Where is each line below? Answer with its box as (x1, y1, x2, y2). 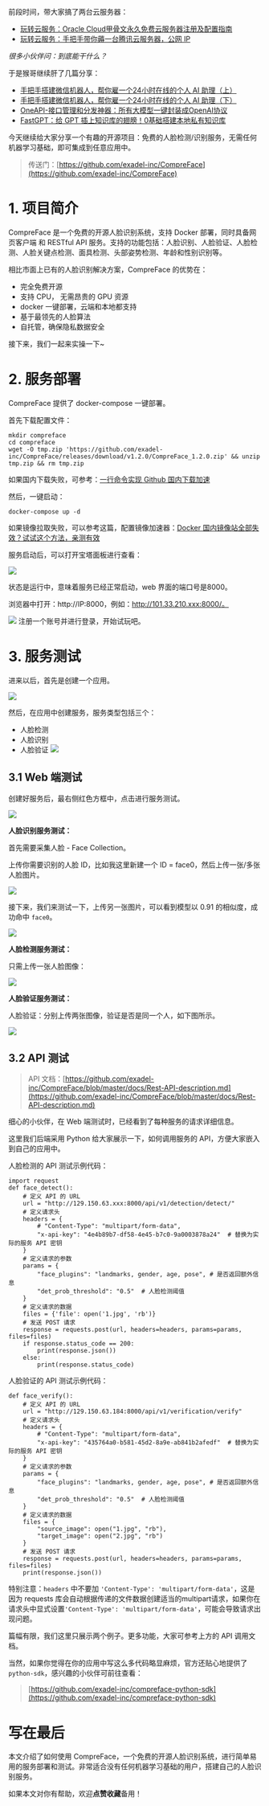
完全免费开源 (19, 281, 63, 291)
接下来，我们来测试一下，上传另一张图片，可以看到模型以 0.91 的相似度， (8, 902, 251, 911)
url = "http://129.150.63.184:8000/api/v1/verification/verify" (22, 1407, 243, 1416)
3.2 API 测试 (8, 1051, 70, 1065)
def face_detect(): (8, 1184, 74, 1192)
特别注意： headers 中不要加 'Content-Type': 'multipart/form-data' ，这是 (8, 1584, 255, 1594)
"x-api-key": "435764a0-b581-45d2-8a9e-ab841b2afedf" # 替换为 (37, 1439, 253, 1447)
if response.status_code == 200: (22, 1340, 135, 1348)
